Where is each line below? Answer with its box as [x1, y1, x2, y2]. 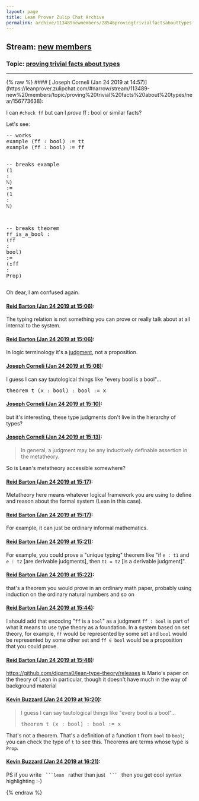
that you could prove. [6, 643, 58, 650]
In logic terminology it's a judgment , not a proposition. [6, 349, 138, 356]
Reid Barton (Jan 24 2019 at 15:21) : [6, 538, 94, 545]
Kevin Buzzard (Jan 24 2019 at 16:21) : [6, 758, 101, 765]
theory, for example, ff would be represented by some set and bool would [6, 630, 188, 638]
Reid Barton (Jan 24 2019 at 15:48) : [6, 656, 95, 663]
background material [6, 682, 57, 689]
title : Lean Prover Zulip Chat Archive [6, 14, 105, 20]
